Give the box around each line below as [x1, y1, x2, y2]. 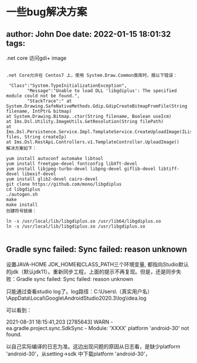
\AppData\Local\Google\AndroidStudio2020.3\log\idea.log [6, 294, 147, 301]
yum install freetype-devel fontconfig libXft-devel [6, 161, 138, 167]
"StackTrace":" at [27, 98, 72, 104]
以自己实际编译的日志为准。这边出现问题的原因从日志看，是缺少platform [6, 342, 181, 350]
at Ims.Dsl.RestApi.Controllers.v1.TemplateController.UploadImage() [6, 139, 180, 145]
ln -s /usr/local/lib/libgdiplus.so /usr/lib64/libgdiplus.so [6, 218, 161, 224]
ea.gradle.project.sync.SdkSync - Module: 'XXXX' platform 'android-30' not [6, 324, 189, 331]
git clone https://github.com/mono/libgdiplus [6, 181, 122, 187]
